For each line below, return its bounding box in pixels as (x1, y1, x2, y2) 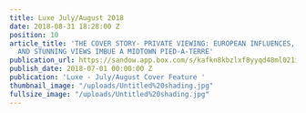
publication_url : (9, 56, 76, 65)
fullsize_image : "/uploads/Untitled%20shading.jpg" (9, 89, 209, 98)
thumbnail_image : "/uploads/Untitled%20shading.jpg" (9, 81, 214, 90)
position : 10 (9, 30, 59, 39)
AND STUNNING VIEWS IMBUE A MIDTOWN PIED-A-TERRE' (17, 47, 214, 56)
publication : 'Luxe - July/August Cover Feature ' (9, 73, 206, 82)
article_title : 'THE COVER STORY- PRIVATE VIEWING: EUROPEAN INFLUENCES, (9, 38, 296, 48)
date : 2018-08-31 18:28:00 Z (9, 22, 120, 31)
